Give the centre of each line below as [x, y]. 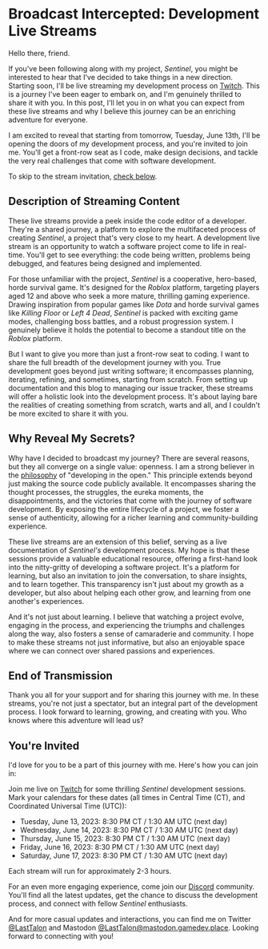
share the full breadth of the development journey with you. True [115, 362]
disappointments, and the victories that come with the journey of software [130, 501]
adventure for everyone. [48, 119]
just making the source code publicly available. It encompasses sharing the [132, 483]
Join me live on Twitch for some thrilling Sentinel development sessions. [127, 789]
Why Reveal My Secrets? [72, 438]
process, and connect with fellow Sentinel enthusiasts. [98, 904]
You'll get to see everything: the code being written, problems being [138, 255]
